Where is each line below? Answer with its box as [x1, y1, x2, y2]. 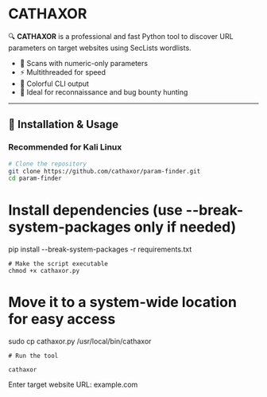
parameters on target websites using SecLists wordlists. [8, 43, 192, 53]
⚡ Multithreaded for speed [19, 67, 106, 76]
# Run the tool [8, 352, 59, 360]
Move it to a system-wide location [8, 294, 237, 311]
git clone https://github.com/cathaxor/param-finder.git [8, 167, 201, 175]
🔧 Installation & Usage [8, 118, 119, 131]
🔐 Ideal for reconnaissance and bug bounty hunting [19, 87, 188, 96]
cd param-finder [8, 174, 62, 183]
